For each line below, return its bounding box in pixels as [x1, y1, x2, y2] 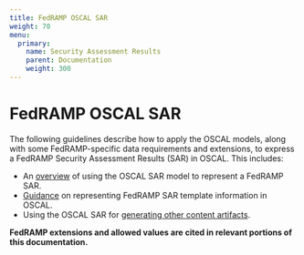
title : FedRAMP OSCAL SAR [9, 13, 108, 23]
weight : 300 [26, 65, 71, 74]
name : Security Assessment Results [26, 47, 162, 56]
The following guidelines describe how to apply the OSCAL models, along [9, 133, 286, 144]
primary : [17, 38, 51, 48]
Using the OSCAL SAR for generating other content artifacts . [22, 209, 251, 219]
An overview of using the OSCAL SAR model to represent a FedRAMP [22, 170, 284, 181]
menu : [9, 30, 30, 39]
